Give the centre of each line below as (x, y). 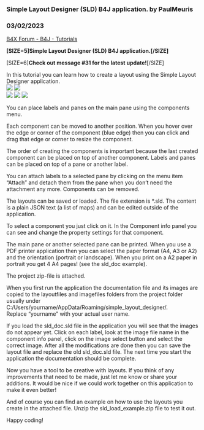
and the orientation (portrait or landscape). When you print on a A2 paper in (102, 257)
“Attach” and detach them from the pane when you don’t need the (89, 182)
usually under (24, 301)
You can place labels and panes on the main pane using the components (98, 108)
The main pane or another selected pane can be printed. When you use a (99, 244)
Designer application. (33, 81)
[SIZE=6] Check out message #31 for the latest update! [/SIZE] (85, 63)
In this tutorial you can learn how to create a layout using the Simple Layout (101, 75)
